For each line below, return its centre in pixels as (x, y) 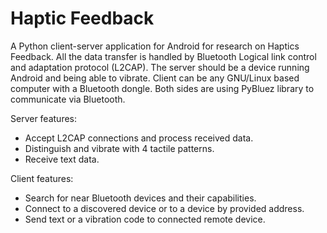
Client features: (42, 178)
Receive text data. (62, 159)
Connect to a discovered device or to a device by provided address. (164, 208)
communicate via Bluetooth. (68, 99)
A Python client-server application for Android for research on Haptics (155, 46)
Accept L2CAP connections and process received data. (139, 138)
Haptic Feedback (82, 18)
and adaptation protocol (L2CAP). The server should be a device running (160, 67)
